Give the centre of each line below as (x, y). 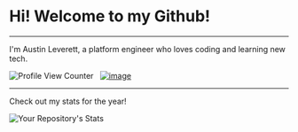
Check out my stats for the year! (68, 101)
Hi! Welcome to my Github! (110, 16)
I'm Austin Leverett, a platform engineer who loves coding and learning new (148, 49)
